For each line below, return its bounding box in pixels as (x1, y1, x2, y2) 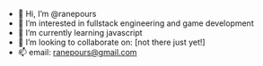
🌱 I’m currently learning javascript (17, 28, 143, 37)
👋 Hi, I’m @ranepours (17, 9, 97, 19)
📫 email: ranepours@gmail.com (17, 47, 137, 57)
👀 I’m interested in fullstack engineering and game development (17, 18, 254, 29)
